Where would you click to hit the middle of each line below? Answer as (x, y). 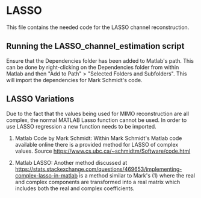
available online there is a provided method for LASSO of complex (97, 144)
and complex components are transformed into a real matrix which (97, 182)
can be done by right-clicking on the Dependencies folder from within (93, 67)
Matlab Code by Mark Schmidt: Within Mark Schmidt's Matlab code (98, 138)
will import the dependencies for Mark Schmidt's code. (74, 80)
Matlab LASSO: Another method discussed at (71, 162)
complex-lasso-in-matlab (46, 175)
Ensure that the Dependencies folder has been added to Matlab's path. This (100, 60)
